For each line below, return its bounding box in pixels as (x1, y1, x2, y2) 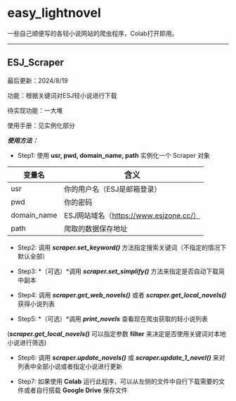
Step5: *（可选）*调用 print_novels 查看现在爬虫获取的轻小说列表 (17, 314, 209, 323)
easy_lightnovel (7, 5, 102, 21)
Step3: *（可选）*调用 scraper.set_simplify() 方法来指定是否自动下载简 (17, 266, 225, 276)
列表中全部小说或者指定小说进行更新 (17, 362, 123, 371)
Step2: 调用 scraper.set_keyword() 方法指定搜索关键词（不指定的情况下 (17, 243, 227, 252)
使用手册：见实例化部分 (7, 121, 75, 130)
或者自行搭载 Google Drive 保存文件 (23, 385, 128, 394)
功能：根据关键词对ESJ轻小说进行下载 (7, 91, 117, 99)
